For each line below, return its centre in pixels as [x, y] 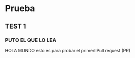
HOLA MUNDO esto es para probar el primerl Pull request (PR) [68, 50]
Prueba [20, 8]
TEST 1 [16, 26]
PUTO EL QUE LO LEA [31, 40]
